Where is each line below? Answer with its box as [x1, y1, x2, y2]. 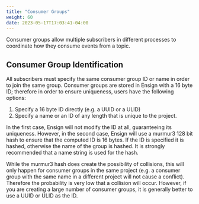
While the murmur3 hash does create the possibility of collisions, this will [6, 161, 184, 168]
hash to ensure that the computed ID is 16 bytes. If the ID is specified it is [6, 136, 184, 143]
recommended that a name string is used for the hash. [6, 149, 139, 156]
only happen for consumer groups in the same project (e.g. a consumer [6, 167, 181, 174]
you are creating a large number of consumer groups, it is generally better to [6, 186, 193, 193]
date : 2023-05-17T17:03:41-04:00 [6, 20, 89, 26]
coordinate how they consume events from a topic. [6, 42, 130, 49]
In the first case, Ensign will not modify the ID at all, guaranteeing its [6, 124, 172, 131]
